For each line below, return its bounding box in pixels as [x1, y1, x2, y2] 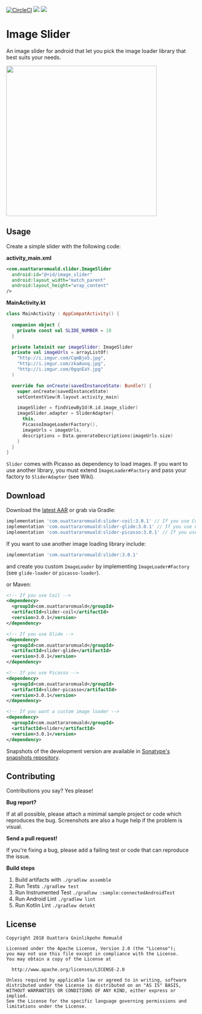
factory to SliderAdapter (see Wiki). [6, 473, 95, 480]
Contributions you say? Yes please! [6, 787, 93, 795]
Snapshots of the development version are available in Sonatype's [6, 747, 170, 754]
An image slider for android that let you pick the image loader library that [6, 47, 186, 54]
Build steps [6, 864, 35, 872]
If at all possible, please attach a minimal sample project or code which [6, 810, 182, 817]
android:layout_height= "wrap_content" [11, 283, 109, 289]
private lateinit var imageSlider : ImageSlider [11, 344, 133, 350]
